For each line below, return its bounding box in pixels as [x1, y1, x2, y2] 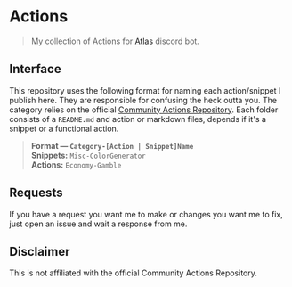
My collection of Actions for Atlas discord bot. [30, 36, 200, 46]
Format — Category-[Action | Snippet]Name [30, 140, 194, 151]
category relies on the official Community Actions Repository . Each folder [9, 104, 279, 115]
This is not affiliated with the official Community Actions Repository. [9, 267, 258, 278]
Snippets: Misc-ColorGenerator [30, 150, 146, 160]
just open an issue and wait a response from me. [9, 218, 188, 229]
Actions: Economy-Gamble [30, 159, 122, 170]
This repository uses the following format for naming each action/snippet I [9, 85, 281, 95]
